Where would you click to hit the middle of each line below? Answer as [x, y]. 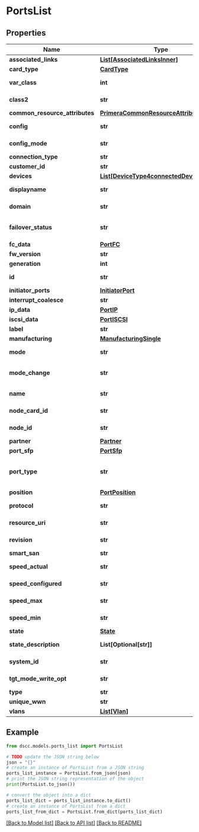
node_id [21, 428]
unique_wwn [28, 702]
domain [20, 206]
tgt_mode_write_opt [38, 678]
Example [23, 733]
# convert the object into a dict [49, 795]
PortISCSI [114, 319]
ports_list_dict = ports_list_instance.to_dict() [69, 801]
